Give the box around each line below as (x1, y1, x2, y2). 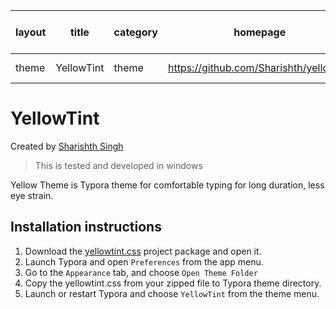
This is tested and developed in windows (34, 159, 203, 171)
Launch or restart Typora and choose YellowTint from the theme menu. (24, 287, 320, 299)
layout (15, 25, 47, 39)
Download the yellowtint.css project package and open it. (24, 245, 262, 257)
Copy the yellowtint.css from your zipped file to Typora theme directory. (24, 277, 322, 289)
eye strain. (10, 189, 54, 201)
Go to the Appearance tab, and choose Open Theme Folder (24, 266, 258, 278)
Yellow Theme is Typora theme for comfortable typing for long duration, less (10, 179, 325, 191)
